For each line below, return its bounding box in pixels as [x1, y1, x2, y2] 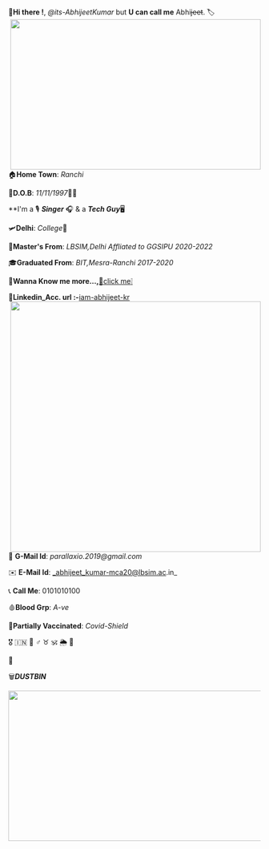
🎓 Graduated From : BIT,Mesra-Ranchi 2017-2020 [8, 258, 174, 267]
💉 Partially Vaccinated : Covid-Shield [8, 621, 129, 630]
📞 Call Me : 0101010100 [8, 586, 81, 596]
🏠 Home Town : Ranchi [8, 170, 84, 179]
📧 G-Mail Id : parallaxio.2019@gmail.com [8, 552, 143, 560]
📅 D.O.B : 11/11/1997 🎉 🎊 [8, 188, 78, 197]
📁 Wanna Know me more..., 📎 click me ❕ [8, 277, 134, 285]
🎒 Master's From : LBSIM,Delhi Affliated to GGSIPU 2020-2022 [8, 242, 214, 251]
